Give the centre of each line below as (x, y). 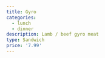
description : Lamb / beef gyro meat (52, 34)
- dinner (23, 29)
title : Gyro (21, 12)
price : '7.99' (24, 46)
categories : (21, 18)
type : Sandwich (25, 40)
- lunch (22, 23)
